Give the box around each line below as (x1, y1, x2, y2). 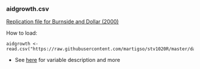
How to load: (6, 29, 37, 37)
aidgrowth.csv (6, 5, 49, 13)
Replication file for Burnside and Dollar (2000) (6, 18, 119, 25)
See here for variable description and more (14, 57, 120, 64)
